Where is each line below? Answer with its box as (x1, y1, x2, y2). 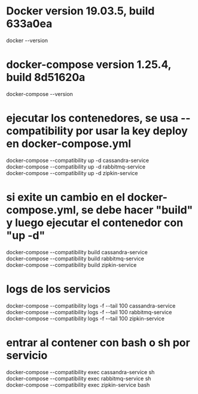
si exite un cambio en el (6, 191, 126, 204)
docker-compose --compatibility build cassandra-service (6, 248, 148, 255)
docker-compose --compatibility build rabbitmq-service (6, 255, 145, 262)
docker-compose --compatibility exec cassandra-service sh (6, 368, 155, 375)
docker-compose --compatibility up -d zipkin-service (6, 169, 138, 176)
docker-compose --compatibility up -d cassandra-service (6, 157, 150, 164)
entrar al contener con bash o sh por (6, 336, 190, 349)
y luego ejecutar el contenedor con (6, 216, 184, 229)
